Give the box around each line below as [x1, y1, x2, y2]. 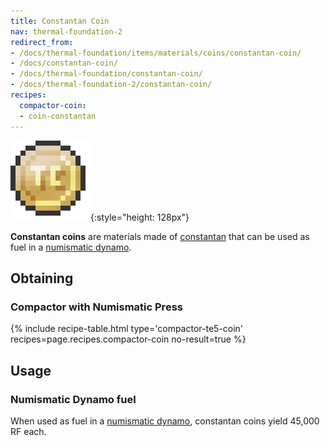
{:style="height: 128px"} [90, 211, 190, 223]
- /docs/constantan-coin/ [10, 58, 118, 69]
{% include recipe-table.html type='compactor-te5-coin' [10, 323, 244, 335]
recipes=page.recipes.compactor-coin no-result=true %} [10, 333, 247, 345]
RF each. [10, 425, 47, 437]
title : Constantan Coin [10, 16, 110, 26]
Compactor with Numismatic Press [10, 300, 183, 314]
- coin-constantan [19, 111, 97, 121]
